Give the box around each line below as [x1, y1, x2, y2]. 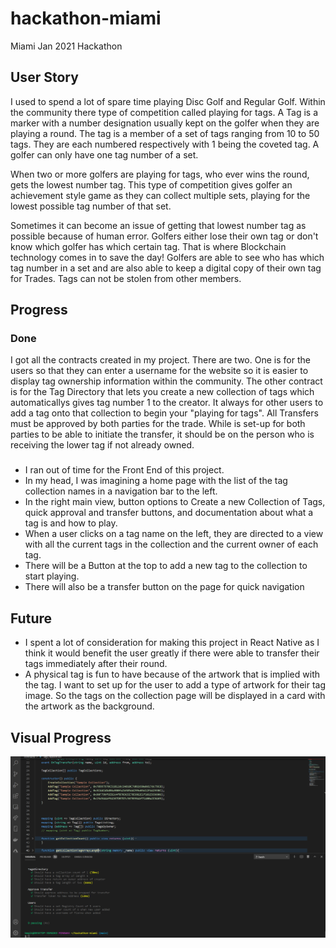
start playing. [24, 570, 80, 582]
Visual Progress [10, 729, 112, 746]
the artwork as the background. [24, 700, 155, 712]
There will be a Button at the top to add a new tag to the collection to [24, 560, 308, 572]
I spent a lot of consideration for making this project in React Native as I [24, 637, 320, 649]
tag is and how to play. [24, 517, 118, 529]
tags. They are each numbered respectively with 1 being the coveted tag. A [10, 138, 320, 150]
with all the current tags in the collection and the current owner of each [24, 538, 319, 551]
